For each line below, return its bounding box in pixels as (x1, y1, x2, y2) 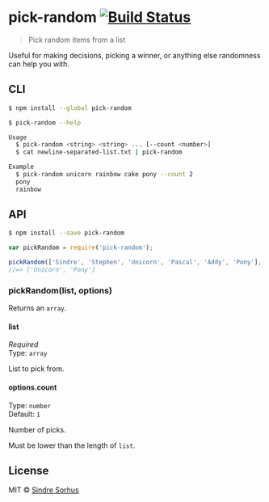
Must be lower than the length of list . (8, 441, 136, 450)
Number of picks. (8, 424, 66, 434)
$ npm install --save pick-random (8, 229, 125, 238)
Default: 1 (8, 409, 40, 419)
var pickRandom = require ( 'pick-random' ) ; (8, 243, 153, 252)
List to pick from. (8, 364, 65, 373)
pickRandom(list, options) (8, 285, 113, 296)
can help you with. (8, 59, 70, 69)
